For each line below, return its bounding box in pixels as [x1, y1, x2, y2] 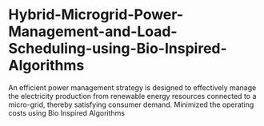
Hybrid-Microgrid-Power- [8, 6, 184, 24]
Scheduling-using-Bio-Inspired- [8, 40, 228, 57]
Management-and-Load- [8, 22, 178, 41]
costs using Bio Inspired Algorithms [8, 108, 126, 117]
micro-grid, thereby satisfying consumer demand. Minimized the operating [8, 100, 254, 109]
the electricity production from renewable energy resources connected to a [8, 91, 257, 100]
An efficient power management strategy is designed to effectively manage [8, 82, 257, 93]
